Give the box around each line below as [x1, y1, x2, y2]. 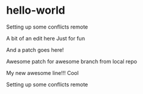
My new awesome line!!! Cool [6, 69, 79, 76]
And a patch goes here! [6, 46, 64, 54]
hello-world [6, 4, 66, 17]
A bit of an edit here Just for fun [6, 35, 86, 42]
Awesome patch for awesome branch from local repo [6, 58, 138, 65]
